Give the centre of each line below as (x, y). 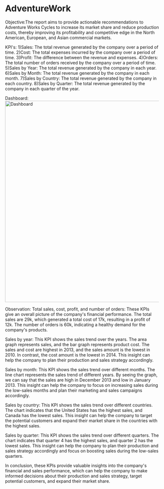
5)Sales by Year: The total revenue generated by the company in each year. (81, 68)
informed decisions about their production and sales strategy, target (73, 476)
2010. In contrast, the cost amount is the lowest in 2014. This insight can (78, 355)
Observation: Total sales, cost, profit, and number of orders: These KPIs (77, 309)
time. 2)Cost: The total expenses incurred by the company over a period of (80, 52)
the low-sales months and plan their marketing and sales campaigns (74, 390)
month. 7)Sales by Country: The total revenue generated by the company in (81, 78)
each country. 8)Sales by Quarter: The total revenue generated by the (75, 83)
